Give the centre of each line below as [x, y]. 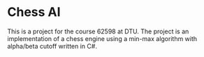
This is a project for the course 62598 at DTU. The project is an [98, 31]
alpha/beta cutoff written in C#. [52, 46]
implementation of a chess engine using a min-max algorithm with [102, 38]
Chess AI [34, 12]
